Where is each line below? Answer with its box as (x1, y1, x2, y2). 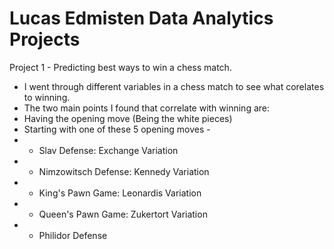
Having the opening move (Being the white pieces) (23, 112, 233, 124)
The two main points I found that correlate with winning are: (23, 102, 271, 114)
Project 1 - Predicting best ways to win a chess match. (9, 61, 232, 73)
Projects (9, 28, 81, 51)
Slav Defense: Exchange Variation (38, 144, 179, 156)
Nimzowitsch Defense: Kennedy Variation (38, 165, 210, 177)
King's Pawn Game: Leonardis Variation (38, 187, 202, 199)
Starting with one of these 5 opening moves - (23, 123, 211, 135)
